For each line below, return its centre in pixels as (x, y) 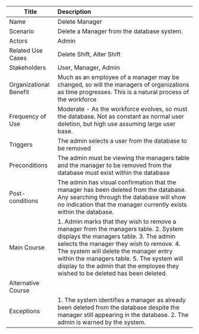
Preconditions (28, 165)
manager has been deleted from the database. (122, 190)
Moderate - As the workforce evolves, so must (122, 109)
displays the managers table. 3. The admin (116, 236)
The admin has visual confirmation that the (117, 182)
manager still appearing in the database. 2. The (123, 315)
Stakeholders (28, 68)
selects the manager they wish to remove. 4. (119, 244)
